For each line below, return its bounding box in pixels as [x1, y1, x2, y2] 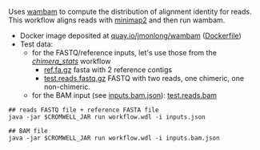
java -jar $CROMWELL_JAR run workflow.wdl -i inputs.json [8, 113, 206, 121]
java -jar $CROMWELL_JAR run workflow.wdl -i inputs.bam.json [8, 134, 220, 142]
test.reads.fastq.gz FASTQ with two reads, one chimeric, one [43, 74, 245, 83]
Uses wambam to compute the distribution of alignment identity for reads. [8, 7, 252, 16]
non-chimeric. [43, 82, 90, 91]
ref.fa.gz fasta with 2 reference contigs [43, 65, 173, 75]
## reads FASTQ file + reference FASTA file [8, 106, 159, 114]
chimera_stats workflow [31, 56, 111, 66]
